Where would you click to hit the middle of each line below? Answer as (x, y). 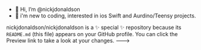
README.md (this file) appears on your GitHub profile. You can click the (92, 34)
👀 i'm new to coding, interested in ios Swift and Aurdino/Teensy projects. (105, 16)
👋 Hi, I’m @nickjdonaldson (47, 9)
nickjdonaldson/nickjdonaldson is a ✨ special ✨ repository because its (94, 27)
